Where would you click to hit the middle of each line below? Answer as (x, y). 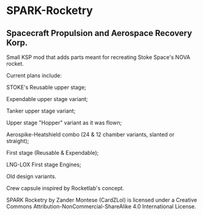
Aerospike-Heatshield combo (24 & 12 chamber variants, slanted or (91, 134)
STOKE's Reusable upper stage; (46, 87)
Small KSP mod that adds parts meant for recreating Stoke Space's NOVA (98, 57)
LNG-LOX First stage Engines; (44, 164)
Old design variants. (31, 176)
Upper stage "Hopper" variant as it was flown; (64, 123)
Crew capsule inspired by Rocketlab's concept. (65, 188)
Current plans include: (34, 76)
